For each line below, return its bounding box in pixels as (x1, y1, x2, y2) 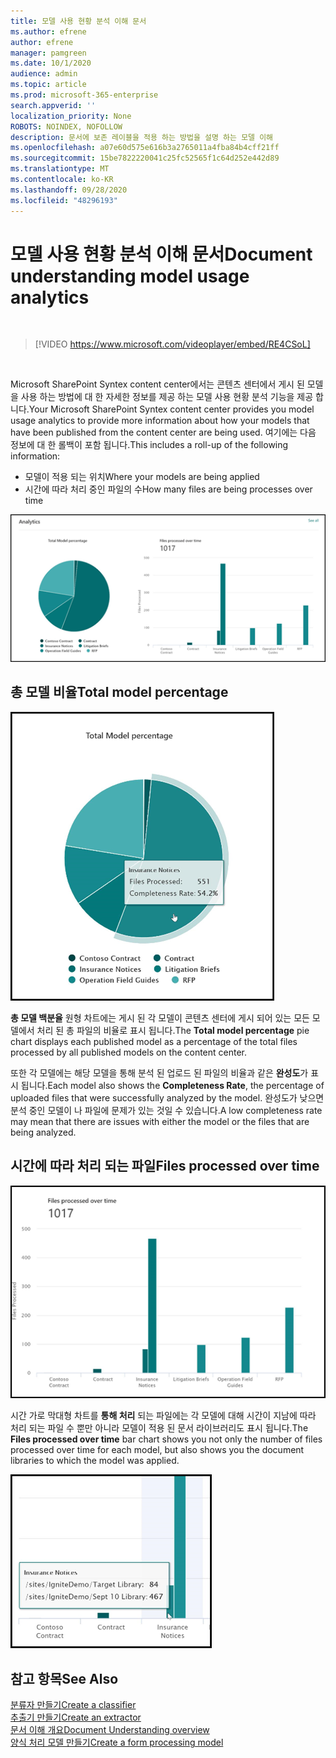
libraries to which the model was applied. (10, 1455, 180, 1467)
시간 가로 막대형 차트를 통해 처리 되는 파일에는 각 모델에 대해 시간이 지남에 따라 (10, 1410, 317, 1422)
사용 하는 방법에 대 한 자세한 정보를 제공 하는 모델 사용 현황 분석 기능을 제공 (20, 391, 314, 403)
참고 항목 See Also (10, 1670, 119, 1687)
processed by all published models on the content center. (10, 1046, 248, 1058)
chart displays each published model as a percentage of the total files (10, 1035, 298, 1047)
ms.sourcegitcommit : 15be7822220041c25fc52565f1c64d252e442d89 (10, 153, 280, 164)
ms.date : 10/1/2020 (10, 58, 92, 69)
